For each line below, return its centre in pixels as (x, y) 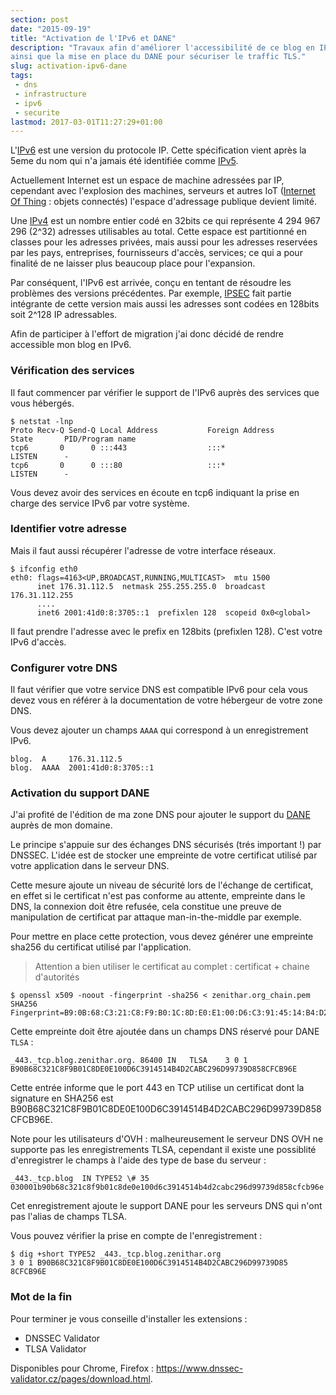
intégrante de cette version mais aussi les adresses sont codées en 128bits (165, 304)
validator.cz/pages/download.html (80, 1378)
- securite (37, 112)
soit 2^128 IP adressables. (64, 315)
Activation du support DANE (80, 793)
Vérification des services (72, 371)
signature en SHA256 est (62, 1098)
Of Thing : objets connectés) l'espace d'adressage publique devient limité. (163, 202)
